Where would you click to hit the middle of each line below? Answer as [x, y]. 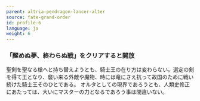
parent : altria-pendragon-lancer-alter [56, 12]
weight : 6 [19, 34]
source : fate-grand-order [38, 17]
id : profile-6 [24, 23]
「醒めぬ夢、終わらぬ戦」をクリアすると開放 [70, 56]
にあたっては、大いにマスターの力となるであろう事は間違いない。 [87, 92]
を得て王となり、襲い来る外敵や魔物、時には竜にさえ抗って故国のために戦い [100, 77]
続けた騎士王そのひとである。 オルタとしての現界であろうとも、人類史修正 [98, 84]
